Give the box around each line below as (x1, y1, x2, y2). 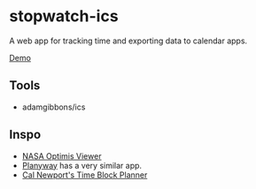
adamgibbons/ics (21, 102, 86, 112)
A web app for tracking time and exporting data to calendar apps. (9, 35, 248, 46)
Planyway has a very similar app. (21, 160, 143, 170)
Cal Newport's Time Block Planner (21, 170, 148, 180)
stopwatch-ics (9, 6, 119, 26)
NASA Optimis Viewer (21, 150, 102, 161)
